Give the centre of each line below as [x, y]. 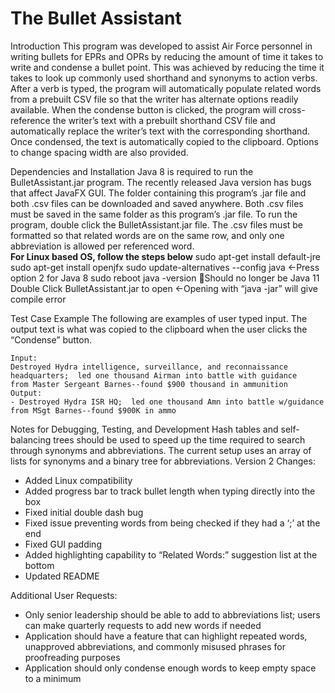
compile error [38, 299]
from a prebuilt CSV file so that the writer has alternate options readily [154, 99]
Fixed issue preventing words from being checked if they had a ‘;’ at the [172, 523]
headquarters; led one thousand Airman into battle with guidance [154, 375]
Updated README [62, 576]
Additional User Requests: [64, 595]
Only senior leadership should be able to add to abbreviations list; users [172, 614]
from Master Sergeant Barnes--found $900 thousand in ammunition [149, 384]
